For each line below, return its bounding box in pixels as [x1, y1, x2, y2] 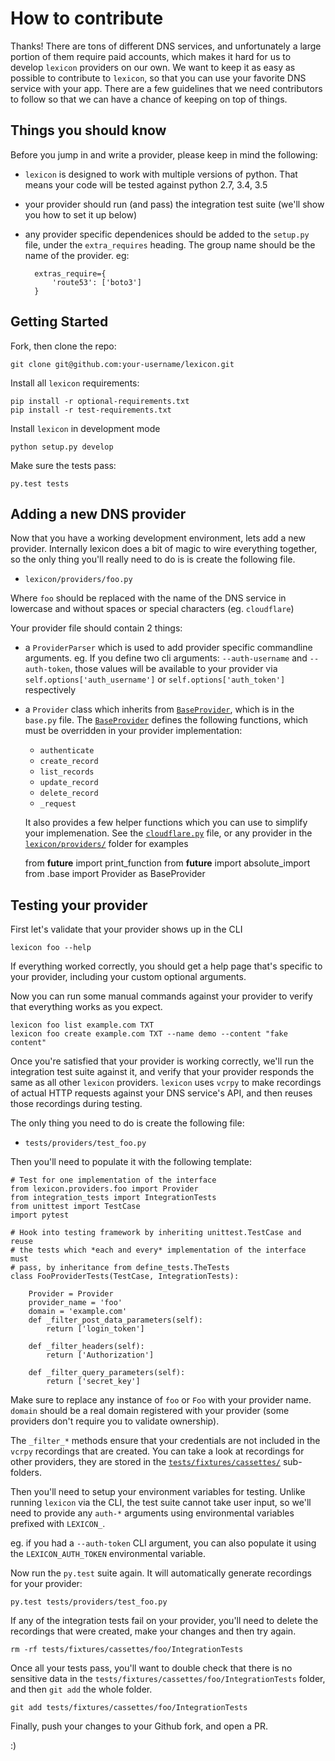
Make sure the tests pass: [10, 459, 117, 471]
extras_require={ [34, 268, 107, 279]
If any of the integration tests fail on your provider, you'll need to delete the [10, 1615, 319, 1627]
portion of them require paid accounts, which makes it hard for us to [10, 50, 292, 62]
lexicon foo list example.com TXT [10, 1020, 155, 1031]
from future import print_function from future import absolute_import [24, 857, 311, 869]
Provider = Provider [28, 1289, 114, 1299]
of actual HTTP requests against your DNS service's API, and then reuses [10, 1087, 313, 1099]
